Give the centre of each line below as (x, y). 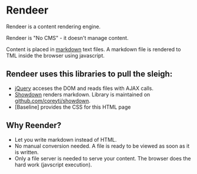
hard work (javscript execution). (53, 165)
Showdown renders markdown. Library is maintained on (82, 94)
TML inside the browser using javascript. (55, 55)
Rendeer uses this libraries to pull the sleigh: (89, 74)
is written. (27, 152)
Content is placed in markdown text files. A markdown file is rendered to (94, 49)
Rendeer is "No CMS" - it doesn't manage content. (67, 38)
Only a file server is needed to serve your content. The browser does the (103, 158)
